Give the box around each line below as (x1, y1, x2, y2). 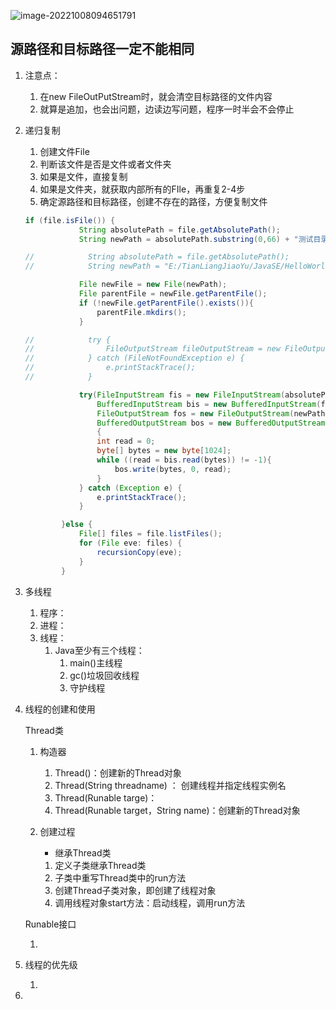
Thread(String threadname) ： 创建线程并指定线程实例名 (54, 779, 287, 791)
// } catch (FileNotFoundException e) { (24, 353, 245, 364)
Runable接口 (24, 918, 77, 930)
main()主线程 (69, 656, 123, 669)
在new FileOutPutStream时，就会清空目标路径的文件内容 (39, 90, 273, 102)
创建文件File (39, 145, 90, 157)
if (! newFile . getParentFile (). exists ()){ (78, 298, 254, 308)
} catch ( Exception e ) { (78, 483, 183, 493)
